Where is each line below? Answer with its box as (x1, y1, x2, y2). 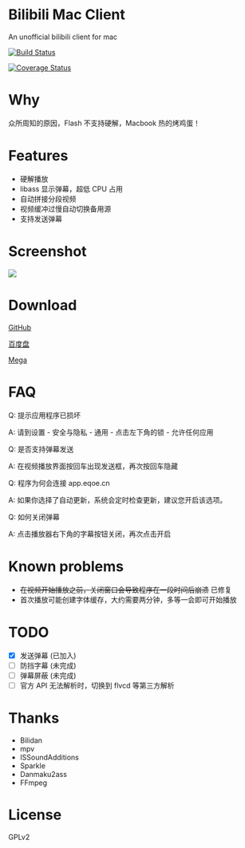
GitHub (8, 322, 32, 332)
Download (8, 296, 77, 314)
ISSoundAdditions (19, 752, 80, 762)
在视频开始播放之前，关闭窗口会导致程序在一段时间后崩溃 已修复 (19, 585, 232, 594)
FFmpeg (19, 778, 48, 787)
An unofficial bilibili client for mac (8, 32, 118, 41)
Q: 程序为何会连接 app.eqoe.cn (8, 478, 110, 487)
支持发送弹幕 (19, 214, 62, 223)
